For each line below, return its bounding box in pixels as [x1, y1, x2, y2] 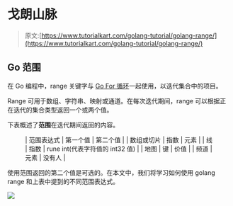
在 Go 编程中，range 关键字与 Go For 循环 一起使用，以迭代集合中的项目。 [7, 81, 222, 90]
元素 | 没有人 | [25, 153, 66, 161]
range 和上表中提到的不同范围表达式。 [7, 177, 120, 185]
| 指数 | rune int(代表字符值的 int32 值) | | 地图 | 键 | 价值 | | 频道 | [25, 144, 212, 153]
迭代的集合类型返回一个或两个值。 [13, 105, 113, 114]
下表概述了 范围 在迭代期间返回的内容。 [7, 120, 119, 129]
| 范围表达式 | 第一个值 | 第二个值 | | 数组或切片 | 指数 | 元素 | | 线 [25, 135, 212, 144]
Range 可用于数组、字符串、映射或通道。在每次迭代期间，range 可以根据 [7, 96, 220, 105]
